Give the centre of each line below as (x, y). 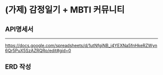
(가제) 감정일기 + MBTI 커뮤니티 (65, 10)
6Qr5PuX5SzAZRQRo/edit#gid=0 (38, 50)
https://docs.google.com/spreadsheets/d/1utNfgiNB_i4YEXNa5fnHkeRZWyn (81, 45)
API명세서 (19, 29)
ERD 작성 (18, 67)
